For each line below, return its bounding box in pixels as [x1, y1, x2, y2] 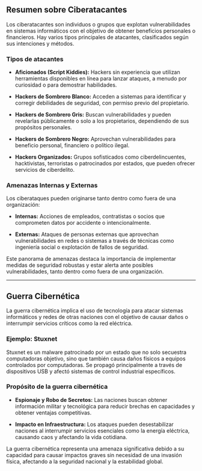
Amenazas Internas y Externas [6, 181, 98, 190]
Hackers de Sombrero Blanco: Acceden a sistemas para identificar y [14, 93, 186, 100]
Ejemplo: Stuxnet [6, 335, 58, 343]
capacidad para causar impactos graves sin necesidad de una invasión [6, 451, 182, 458]
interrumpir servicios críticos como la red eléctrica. [6, 320, 133, 327]
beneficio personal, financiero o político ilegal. [14, 142, 130, 149]
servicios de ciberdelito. [14, 166, 75, 174]
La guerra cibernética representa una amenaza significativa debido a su [6, 445, 185, 452]
